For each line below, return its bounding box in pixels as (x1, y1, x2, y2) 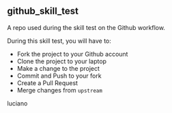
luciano (7, 99, 28, 108)
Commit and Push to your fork (16, 71, 102, 80)
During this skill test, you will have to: (7, 37, 111, 45)
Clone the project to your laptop (16, 57, 107, 65)
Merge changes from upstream (16, 86, 102, 94)
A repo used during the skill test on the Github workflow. (7, 23, 166, 31)
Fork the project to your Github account (16, 50, 128, 58)
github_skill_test (7, 5, 78, 17)
